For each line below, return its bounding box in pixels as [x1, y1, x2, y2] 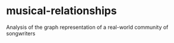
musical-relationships [6, 4, 117, 18]
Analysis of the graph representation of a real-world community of [6, 24, 169, 31]
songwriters [6, 29, 36, 37]
